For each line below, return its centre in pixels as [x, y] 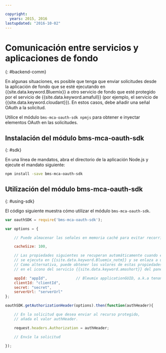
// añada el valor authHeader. [46, 319]
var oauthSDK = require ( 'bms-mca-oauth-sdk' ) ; [54, 220]
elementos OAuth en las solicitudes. [41, 123]
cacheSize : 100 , [31, 247]
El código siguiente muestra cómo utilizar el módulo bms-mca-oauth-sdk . [78, 211]
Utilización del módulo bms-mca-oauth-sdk [74, 189]
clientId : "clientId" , [37, 283]
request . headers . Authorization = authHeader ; [62, 328]
